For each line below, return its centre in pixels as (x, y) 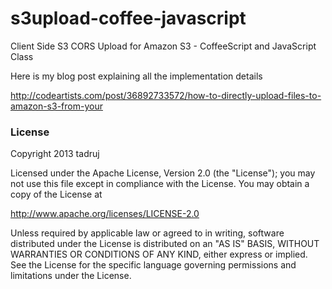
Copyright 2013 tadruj (55, 154)
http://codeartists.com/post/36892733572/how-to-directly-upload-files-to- (166, 95)
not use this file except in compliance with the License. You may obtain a (160, 184)
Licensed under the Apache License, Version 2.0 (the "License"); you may (163, 173)
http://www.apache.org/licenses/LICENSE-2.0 (105, 214)
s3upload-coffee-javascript (128, 18)
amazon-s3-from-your (56, 106)
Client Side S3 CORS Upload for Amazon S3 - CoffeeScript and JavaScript (163, 46)
